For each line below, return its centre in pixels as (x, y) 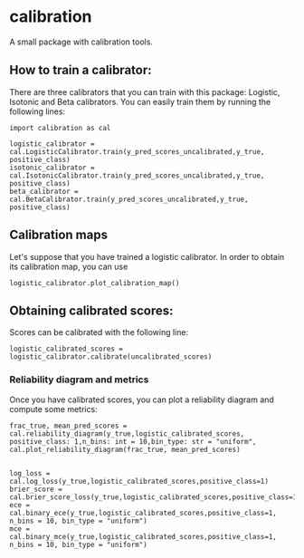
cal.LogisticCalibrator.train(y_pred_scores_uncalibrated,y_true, (137, 151)
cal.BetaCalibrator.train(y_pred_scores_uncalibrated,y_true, (129, 199)
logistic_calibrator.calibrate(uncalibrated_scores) (111, 357)
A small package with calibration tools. (81, 42)
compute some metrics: (53, 409)
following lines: (38, 111)
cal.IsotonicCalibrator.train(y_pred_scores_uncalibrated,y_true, (137, 175)
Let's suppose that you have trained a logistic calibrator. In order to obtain (147, 256)
